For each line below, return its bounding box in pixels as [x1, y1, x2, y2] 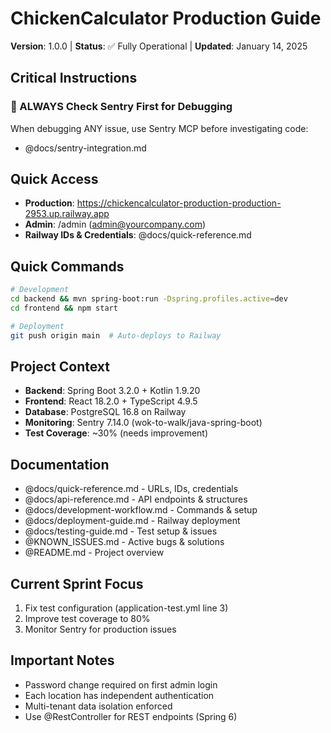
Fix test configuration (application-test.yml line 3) [24, 602, 229, 614]
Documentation [10, 456, 110, 473]
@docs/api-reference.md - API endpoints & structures [24, 493, 248, 506]
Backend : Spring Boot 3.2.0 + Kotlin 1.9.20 [24, 385, 201, 397]
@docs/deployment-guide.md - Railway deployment [24, 515, 241, 527]
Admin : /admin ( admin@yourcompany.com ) [24, 218, 206, 231]
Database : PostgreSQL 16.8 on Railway [24, 406, 187, 418]
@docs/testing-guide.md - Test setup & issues [24, 525, 218, 537]
